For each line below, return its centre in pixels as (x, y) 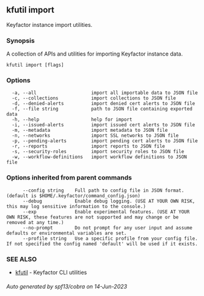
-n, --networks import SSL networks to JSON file (95, 136)
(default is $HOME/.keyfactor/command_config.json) (73, 196)
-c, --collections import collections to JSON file (94, 98)
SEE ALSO (22, 259)
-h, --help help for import (72, 120)
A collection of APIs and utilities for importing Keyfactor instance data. (95, 54)
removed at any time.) (35, 222)
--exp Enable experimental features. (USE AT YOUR (106, 212)
